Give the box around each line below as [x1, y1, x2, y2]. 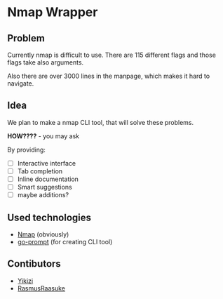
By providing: [7, 145, 46, 154]
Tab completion [17, 166, 63, 175]
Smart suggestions [17, 183, 72, 191]
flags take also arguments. [7, 58, 84, 67]
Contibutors [7, 258, 61, 270]
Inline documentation [17, 175, 79, 183]
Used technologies [7, 211, 92, 223]
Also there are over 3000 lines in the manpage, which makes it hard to [7, 72, 210, 80]
